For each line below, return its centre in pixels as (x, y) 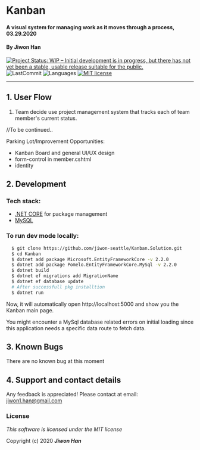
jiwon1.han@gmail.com (34, 401)
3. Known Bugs (35, 347)
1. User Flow (29, 97)
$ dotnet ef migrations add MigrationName (65, 276)
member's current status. (46, 118)
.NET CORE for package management (61, 214)
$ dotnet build (30, 271)
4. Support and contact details (64, 380)
